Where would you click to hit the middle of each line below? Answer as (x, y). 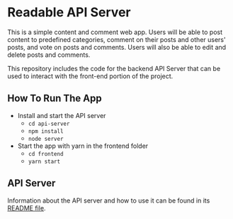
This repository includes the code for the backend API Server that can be (114, 68)
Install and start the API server (62, 115)
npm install (46, 131)
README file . (27, 208)
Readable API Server (69, 12)
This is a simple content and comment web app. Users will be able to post (115, 32)
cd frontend (46, 154)
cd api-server (49, 124)
